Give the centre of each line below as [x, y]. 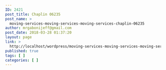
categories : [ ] [22, 60]
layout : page [19, 37]
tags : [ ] [15, 55]
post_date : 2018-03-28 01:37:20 [38, 33]
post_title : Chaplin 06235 [33, 14]
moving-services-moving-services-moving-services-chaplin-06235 [77, 23]
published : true [22, 51]
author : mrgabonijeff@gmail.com [38, 28]
